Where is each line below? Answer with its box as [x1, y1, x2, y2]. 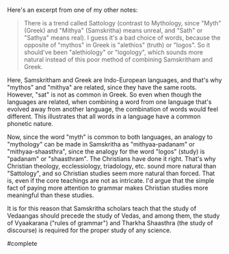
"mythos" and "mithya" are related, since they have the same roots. [7, 84, 197, 91]
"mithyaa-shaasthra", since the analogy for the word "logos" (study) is [7, 147, 205, 155]
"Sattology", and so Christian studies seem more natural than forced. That [7, 169, 215, 177]
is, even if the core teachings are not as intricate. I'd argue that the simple [7, 177, 215, 184]
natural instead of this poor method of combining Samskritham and [23, 55, 213, 64]
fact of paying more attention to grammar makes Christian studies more [7, 184, 208, 192]
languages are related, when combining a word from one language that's [7, 98, 212, 105]
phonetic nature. [7, 120, 53, 127]
